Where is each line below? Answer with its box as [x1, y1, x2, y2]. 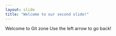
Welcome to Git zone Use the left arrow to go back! [5, 25, 112, 31]
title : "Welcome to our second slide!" [5, 12, 89, 17]
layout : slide [5, 7, 35, 12]
